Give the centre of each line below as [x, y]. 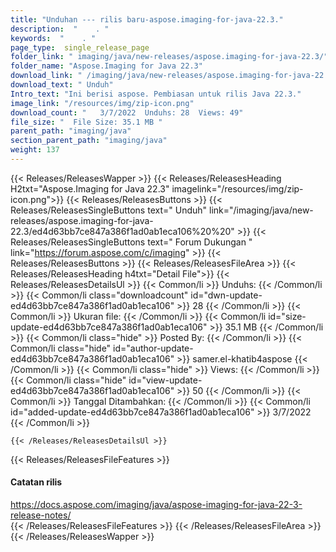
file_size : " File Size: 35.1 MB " [86, 122]
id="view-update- [165, 380]
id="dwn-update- [226, 295]
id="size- [287, 316]
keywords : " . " [53, 38]
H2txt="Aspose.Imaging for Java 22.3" [90, 188]
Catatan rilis [36, 482]
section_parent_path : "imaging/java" [89, 141]
